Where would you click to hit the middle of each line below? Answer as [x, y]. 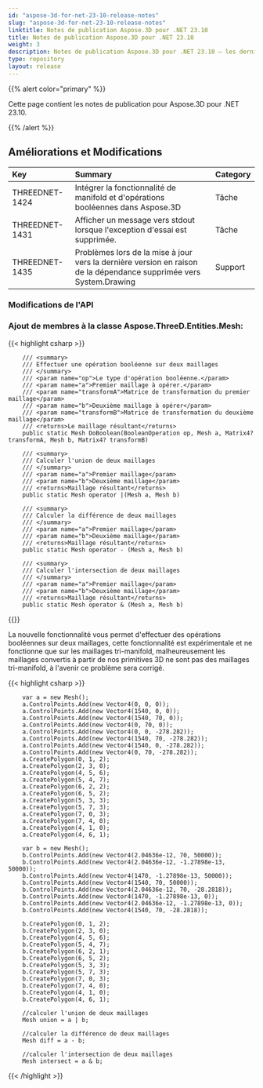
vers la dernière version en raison [136, 262]
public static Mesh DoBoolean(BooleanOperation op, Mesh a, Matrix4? [138, 433]
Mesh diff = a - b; [54, 1040]
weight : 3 [24, 45]
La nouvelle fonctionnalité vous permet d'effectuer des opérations [115, 634]
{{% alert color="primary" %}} [57, 89]
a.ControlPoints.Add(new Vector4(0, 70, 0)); [98, 725]
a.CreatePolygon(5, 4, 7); [66, 780]
